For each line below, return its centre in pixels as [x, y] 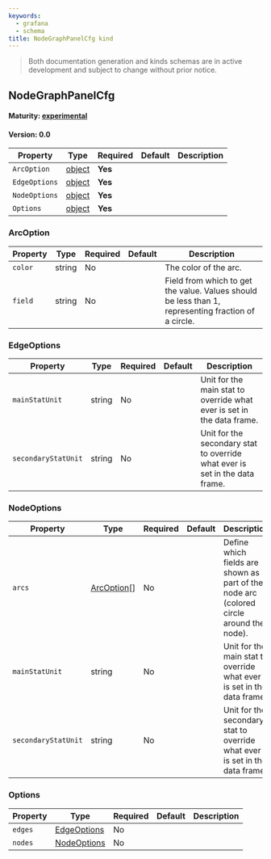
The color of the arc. [203, 267]
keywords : [25, 16]
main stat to [223, 390]
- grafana [32, 23]
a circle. [180, 321]
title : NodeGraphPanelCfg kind [61, 38]
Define [236, 542]
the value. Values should [211, 290]
